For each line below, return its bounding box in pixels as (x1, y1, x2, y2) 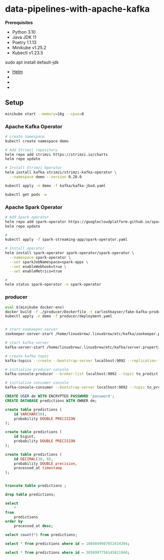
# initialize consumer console (5, 380, 69, 386)
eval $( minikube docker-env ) (5, 304, 64, 310)
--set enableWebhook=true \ (9, 264, 67, 269)
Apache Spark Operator (5, 204, 62, 211)
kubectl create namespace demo (5, 138, 69, 144)
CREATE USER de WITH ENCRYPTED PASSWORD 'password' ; (5, 394, 115, 399)
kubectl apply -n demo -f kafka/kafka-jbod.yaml (5, 183, 106, 188)
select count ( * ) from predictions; (5, 533, 78, 538)
